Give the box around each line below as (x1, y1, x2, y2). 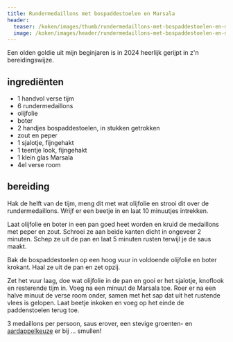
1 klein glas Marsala (17, 153, 74, 162)
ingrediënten (7, 76, 64, 87)
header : (7, 17, 30, 24)
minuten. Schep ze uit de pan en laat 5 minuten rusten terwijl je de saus (7, 234, 212, 243)
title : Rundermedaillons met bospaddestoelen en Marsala (7, 10, 175, 17)
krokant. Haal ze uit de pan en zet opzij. (7, 263, 121, 271)
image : (13, 29, 33, 37)
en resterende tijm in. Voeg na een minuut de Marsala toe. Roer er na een (7, 284, 216, 292)
